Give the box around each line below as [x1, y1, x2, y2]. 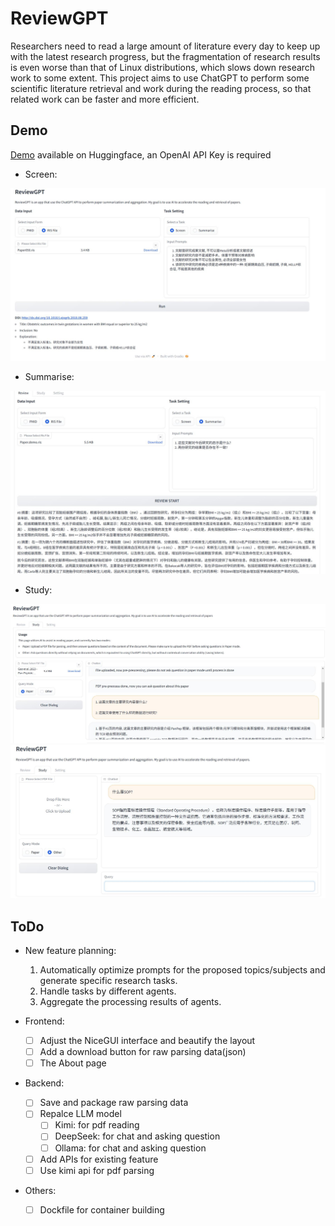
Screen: [24, 168, 58, 180]
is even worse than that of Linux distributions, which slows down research [10, 61, 316, 73]
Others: [24, 1184, 57, 1196]
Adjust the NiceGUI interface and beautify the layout [39, 1035, 256, 1047]
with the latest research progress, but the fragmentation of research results [10, 50, 321, 62]
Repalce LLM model [39, 1108, 122, 1120]
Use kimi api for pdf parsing [39, 1164, 155, 1176]
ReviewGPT [10, 7, 109, 30]
